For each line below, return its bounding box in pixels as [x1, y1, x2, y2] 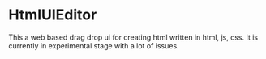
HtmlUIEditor [8, 6, 97, 24]
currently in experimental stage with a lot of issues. [8, 40, 180, 50]
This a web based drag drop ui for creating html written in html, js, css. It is [8, 32, 258, 42]
